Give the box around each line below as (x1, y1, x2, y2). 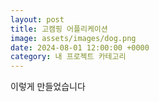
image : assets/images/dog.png (10, 33, 137, 43)
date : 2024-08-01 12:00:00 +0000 (10, 42, 150, 53)
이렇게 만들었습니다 (10, 81, 86, 93)
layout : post (10, 14, 65, 25)
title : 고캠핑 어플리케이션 (10, 24, 108, 34)
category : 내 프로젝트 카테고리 (10, 52, 127, 62)
